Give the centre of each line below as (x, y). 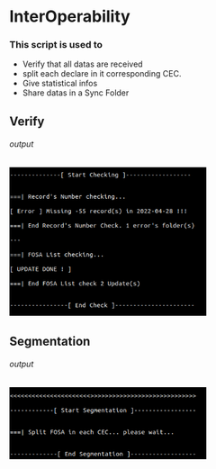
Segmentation (50, 341)
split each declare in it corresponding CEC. (102, 74)
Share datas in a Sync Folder (76, 93)
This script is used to (56, 45)
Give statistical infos (60, 84)
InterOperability (70, 17)
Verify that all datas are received (82, 64)
